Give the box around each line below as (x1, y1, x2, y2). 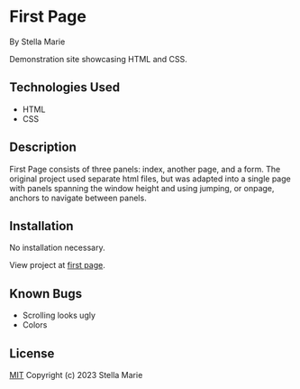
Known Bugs (9, 286, 83, 301)
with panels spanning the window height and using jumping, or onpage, (9, 182, 275, 193)
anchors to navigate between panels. (9, 192, 147, 203)
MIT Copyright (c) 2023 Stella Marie (9, 370, 143, 380)
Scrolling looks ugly (22, 310, 96, 321)
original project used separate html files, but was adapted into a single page (9, 173, 291, 184)
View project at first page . (9, 260, 105, 271)
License (9, 346, 55, 361)
